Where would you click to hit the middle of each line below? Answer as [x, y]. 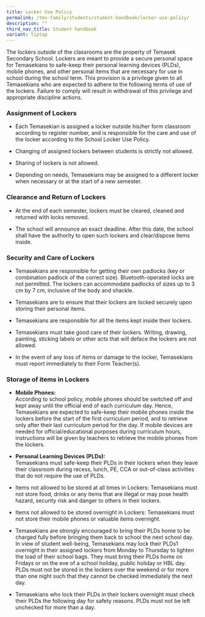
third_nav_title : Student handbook [52, 29]
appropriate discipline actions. [44, 98]
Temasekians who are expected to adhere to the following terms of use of [99, 85]
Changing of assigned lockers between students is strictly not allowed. [104, 151]
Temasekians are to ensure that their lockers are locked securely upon [103, 302]
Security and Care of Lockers [50, 258]
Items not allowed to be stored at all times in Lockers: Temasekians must [106, 488]
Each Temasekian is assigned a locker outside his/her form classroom [103, 126]
